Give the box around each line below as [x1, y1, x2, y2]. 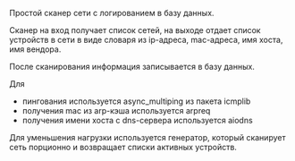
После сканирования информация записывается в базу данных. [9, 62, 255, 72]
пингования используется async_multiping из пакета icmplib [21, 96, 251, 106]
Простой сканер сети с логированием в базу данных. [9, 8, 215, 18]
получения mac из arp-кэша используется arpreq [21, 106, 211, 115]
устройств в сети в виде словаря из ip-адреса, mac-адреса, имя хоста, [9, 35, 283, 45]
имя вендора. [9, 44, 62, 55]
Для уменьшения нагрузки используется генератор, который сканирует [9, 132, 286, 142]
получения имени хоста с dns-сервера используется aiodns [21, 115, 253, 125]
